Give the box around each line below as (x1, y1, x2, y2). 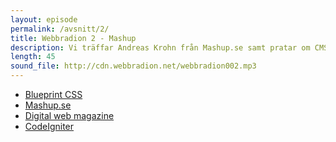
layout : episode (10, 14, 78, 25)
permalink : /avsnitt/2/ (10, 24, 110, 34)
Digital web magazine (24, 110, 115, 121)
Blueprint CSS (24, 89, 83, 100)
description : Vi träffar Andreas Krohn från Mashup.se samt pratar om (10, 42, 311, 53)
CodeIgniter (24, 121, 75, 132)
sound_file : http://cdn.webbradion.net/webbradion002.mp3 (10, 61, 257, 71)
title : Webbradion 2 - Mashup (10, 33, 137, 43)
